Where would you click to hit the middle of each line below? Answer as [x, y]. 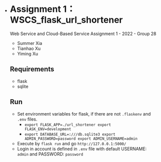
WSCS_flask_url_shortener [66, 20]
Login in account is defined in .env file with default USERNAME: [82, 149]
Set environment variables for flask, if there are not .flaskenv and [84, 114]
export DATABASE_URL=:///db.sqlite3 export [70, 134]
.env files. [27, 119]
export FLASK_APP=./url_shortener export [68, 125]
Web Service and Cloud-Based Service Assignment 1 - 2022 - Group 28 [83, 34]
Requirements [32, 69]
